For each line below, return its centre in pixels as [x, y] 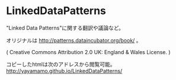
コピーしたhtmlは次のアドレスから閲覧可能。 [61, 64]
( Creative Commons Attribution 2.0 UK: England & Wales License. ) [88, 52]
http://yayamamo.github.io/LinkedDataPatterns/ [64, 71]
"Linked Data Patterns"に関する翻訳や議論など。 [65, 28]
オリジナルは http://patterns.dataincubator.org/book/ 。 [74, 40]
